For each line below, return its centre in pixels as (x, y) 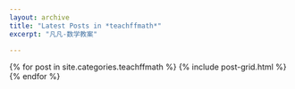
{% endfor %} (35, 77)
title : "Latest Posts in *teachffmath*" (86, 26)
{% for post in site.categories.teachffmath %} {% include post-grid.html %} (148, 67)
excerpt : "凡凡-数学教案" (54, 34)
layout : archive (39, 17)
